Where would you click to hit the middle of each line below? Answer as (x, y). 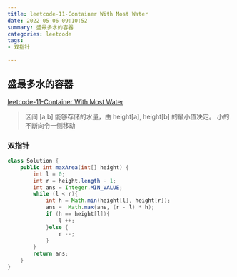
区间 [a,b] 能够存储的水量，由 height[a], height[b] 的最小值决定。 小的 (127, 116)
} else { (57, 227)
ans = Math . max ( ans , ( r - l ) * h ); (100, 208)
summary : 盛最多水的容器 (40, 27)
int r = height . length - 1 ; (75, 181)
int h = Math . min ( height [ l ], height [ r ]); (108, 201)
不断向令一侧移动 (50, 125)
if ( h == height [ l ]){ (78, 214)
